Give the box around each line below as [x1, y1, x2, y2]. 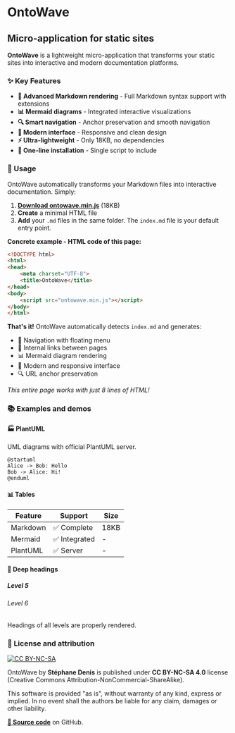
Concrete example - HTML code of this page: [7, 237, 142, 245]
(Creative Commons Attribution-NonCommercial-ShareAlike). [7, 676, 185, 684]
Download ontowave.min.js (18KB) [17, 201, 120, 209]
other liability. [7, 704, 47, 713]
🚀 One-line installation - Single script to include [17, 146, 157, 155]
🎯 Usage [7, 164, 37, 173]
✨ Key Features [7, 75, 61, 85]
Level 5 [7, 581, 30, 589]
